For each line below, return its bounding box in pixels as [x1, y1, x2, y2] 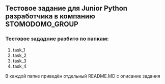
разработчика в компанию [5, 12, 95, 21]
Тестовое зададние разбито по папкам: [5, 35, 109, 42]
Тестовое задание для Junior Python [5, 4, 128, 13]
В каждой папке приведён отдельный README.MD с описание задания [5, 73, 160, 79]
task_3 [12, 58, 26, 64]
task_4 [12, 63, 27, 69]
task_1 [12, 47, 25, 53]
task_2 [12, 52, 27, 58]
